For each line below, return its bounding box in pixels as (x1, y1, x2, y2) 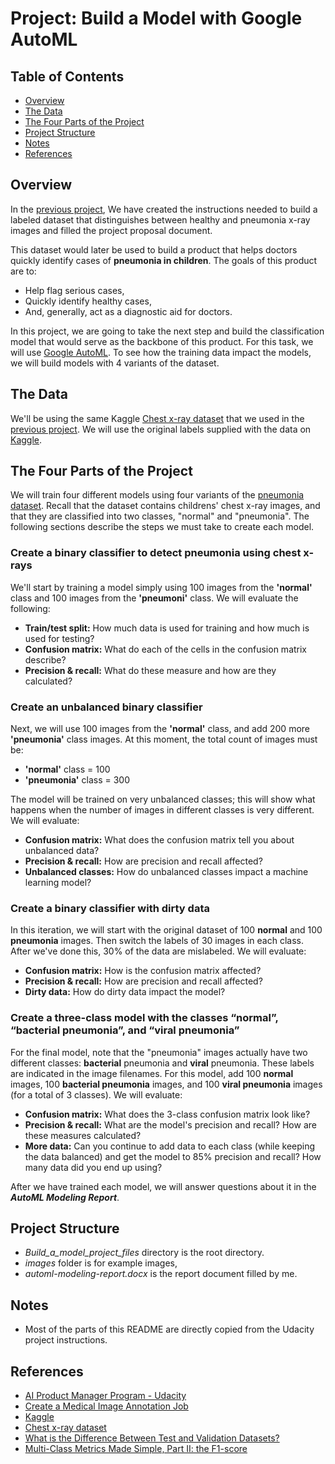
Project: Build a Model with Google (10, 7, 303, 30)
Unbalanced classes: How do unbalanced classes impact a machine (24, 866, 309, 878)
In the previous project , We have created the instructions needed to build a (10, 203, 318, 215)
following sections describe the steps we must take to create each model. (10, 521, 315, 533)
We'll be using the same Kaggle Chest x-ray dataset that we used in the (10, 412, 305, 424)
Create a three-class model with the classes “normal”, (10, 1011, 279, 1025)
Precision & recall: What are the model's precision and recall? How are (24, 1118, 317, 1131)
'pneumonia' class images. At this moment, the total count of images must (10, 733, 318, 746)
